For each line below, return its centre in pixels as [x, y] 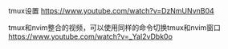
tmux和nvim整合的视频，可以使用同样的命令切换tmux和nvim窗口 [114, 28]
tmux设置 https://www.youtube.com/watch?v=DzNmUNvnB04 [111, 11]
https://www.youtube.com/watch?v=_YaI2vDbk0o [90, 36]
